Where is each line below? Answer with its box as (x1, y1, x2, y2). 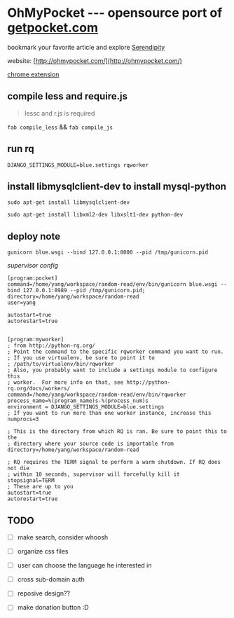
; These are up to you (7, 483, 74, 490)
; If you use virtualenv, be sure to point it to (7, 355, 156, 362)
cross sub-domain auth (17, 575, 85, 584)
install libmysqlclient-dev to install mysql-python (7, 180, 226, 192)
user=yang (7, 299, 36, 306)
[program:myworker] (7, 336, 64, 343)
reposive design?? (17, 589, 71, 598)
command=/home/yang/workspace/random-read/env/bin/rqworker (7, 391, 187, 399)
